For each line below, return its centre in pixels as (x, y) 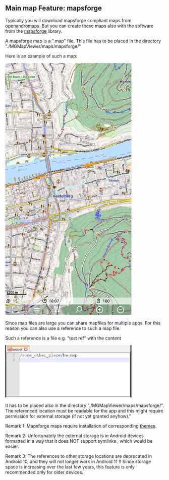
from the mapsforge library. (34, 31)
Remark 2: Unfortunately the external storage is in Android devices (74, 436)
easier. (12, 446)
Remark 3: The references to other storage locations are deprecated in (79, 456)
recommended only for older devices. (44, 472)
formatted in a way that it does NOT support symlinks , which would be (79, 441)
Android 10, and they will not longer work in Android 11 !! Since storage (78, 461)
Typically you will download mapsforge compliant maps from (68, 20)
